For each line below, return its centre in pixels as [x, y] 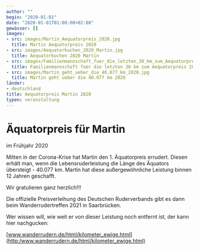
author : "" [20, 12]
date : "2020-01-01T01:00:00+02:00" [50, 23]
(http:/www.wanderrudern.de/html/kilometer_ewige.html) [76, 241]
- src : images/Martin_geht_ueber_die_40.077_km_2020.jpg [78, 72]
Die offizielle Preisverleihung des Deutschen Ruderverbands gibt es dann [95, 198]
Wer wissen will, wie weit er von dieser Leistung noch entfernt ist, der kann [98, 216]
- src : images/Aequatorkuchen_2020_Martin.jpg [65, 50]
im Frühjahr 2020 [27, 145]
